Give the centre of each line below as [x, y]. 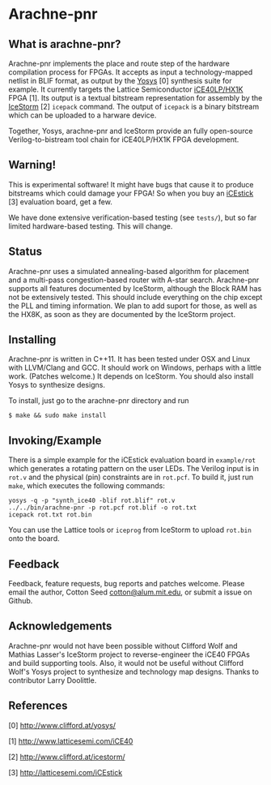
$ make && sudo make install [57, 416]
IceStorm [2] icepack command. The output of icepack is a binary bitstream [134, 107]
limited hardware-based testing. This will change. [91, 226]
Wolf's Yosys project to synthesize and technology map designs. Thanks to [133, 671]
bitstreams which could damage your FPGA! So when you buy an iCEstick [131, 193]
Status [25, 252]
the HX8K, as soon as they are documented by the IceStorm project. [122, 314]
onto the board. [34, 538]
